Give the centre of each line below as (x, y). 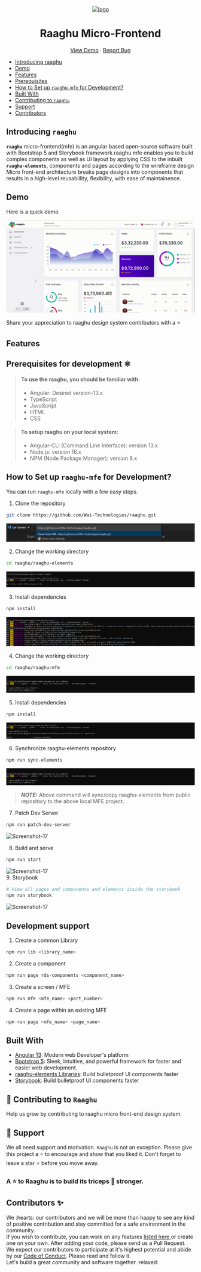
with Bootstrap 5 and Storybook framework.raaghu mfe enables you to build (100, 153)
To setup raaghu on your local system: (69, 432)
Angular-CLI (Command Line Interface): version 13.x (94, 445)
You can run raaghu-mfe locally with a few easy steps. (72, 491)
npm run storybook (29, 896)
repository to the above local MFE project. (72, 801)
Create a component (40, 963)
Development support (48, 926)
